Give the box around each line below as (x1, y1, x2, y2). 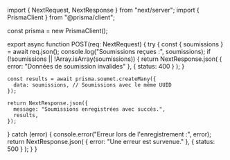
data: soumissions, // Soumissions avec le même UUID (13, 82, 172, 89)
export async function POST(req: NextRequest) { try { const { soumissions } (7, 40, 224, 48)
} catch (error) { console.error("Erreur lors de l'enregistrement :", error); (7, 130, 211, 138)
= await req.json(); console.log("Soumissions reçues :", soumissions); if (7, 48, 211, 55)
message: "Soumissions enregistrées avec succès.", (13, 106, 166, 113)
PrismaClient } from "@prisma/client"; (7, 13, 116, 21)
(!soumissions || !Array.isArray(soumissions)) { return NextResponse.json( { (7, 55, 222, 63)
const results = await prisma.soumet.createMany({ (7, 75, 157, 82)
